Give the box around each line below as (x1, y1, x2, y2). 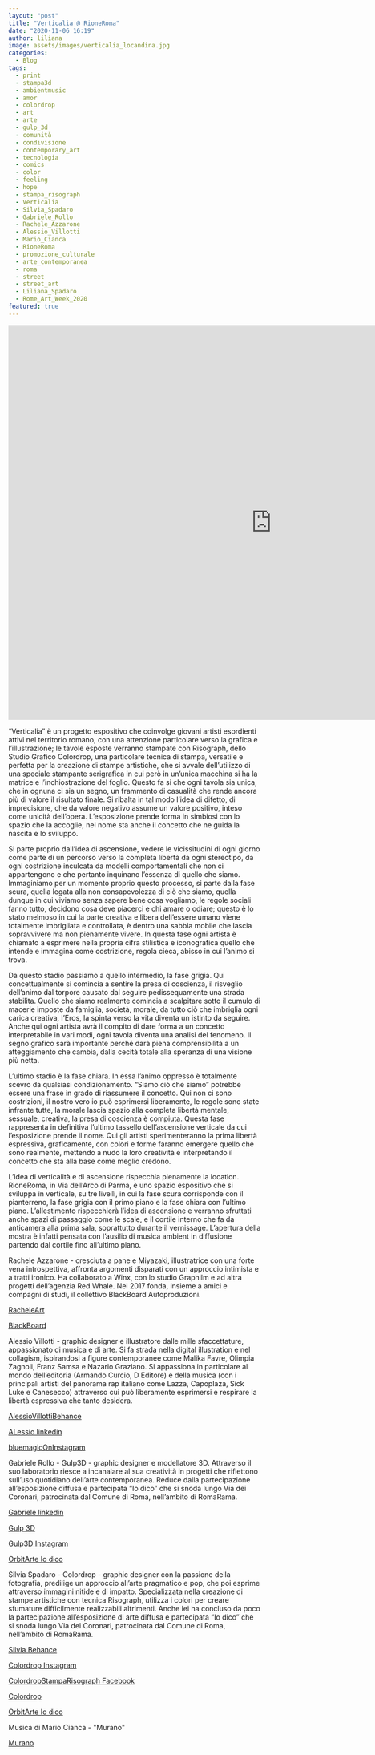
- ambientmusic (15, 86, 67, 95)
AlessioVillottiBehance (8, 1411, 82, 1421)
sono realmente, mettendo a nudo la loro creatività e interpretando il (8, 1147, 233, 1157)
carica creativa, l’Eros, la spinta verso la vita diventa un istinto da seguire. (8, 1013, 251, 1022)
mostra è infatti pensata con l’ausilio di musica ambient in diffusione (8, 1231, 232, 1241)
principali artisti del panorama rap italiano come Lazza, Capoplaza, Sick (8, 1378, 244, 1388)
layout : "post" (8, 11, 59, 20)
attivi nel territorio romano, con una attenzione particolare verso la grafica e (8, 734, 258, 744)
